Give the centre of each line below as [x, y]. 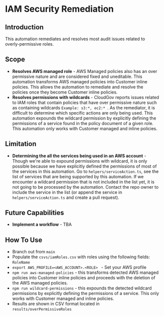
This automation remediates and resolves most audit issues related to [75, 39]
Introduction [24, 27]
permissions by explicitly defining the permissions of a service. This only [85, 293]
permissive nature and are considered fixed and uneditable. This [77, 76]
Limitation [21, 144]
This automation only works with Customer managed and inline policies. [85, 128]
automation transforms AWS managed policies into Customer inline [80, 81]
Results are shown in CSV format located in [56, 304]
